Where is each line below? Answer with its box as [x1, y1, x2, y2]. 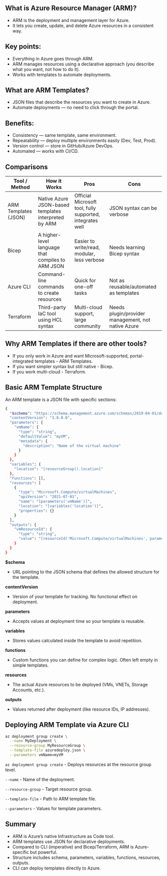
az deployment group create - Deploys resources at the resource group [5, 761, 152, 767]
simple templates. [12, 662, 49, 668]
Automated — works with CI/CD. [12, 148, 79, 154]
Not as [109, 277, 125, 284]
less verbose [74, 257, 104, 264]
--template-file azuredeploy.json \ [9, 748, 85, 753]
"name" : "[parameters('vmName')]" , [18, 499, 92, 504]
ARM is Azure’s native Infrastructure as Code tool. [12, 833, 114, 839]
